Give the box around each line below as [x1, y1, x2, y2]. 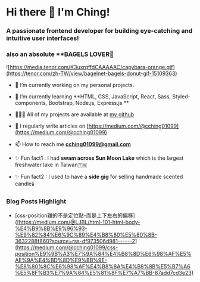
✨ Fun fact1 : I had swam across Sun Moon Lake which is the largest [14, 154, 184, 162]
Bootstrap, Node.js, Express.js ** [48, 100, 129, 107]
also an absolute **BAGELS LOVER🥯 [6, 50, 114, 58]
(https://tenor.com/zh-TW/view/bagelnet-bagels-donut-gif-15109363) [6, 70, 177, 77]
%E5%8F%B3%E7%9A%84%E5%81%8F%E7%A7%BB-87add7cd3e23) [14, 269, 194, 276]
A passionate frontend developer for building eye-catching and [6, 27, 193, 35]
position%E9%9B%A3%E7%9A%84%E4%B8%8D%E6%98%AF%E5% [14, 250, 192, 257]
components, [14, 100, 48, 107]
